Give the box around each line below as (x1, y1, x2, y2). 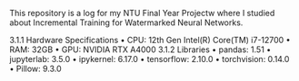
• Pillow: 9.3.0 (9, 63, 62, 74)
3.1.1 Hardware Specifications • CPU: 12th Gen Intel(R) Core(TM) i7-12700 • (9, 35, 291, 45)
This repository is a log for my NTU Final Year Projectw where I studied (9, 8, 275, 18)
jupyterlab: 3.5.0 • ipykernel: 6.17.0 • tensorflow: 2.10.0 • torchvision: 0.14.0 (9, 54, 290, 64)
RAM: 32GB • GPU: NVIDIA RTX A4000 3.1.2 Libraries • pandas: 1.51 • (9, 44, 272, 55)
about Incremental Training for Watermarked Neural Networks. (9, 17, 244, 28)
